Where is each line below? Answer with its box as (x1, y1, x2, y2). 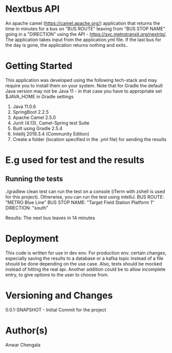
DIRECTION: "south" (5, 204, 49, 211)
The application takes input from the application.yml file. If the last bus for (5, 37, 162, 43)
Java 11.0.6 (12, 103, 36, 110)
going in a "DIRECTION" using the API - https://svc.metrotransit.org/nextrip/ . (5, 31, 167, 37)
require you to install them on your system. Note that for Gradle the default (5, 82, 163, 89)
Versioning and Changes (5, 290, 113, 301)
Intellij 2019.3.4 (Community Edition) (12, 131, 90, 137)
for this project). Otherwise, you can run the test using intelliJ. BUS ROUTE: (5, 193, 164, 200)
